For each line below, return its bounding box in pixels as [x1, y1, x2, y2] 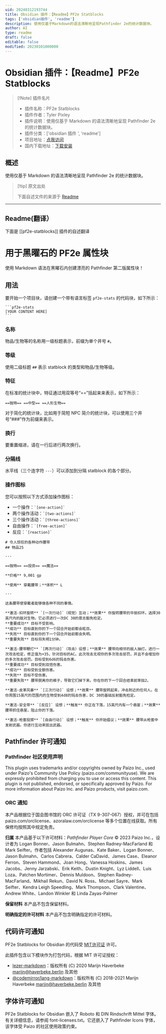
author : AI [5, 26, 28, 31]
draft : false [5, 35, 32, 40]
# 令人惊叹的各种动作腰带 [5, 540, 50, 545]
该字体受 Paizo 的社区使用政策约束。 [5, 1024, 80, 1030]
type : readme [5, 30, 32, 35]
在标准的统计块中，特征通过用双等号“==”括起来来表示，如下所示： [5, 390, 140, 396]
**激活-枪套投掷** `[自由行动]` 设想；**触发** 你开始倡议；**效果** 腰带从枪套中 [5, 717, 159, 722]
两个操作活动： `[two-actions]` [12, 510, 77, 516]
